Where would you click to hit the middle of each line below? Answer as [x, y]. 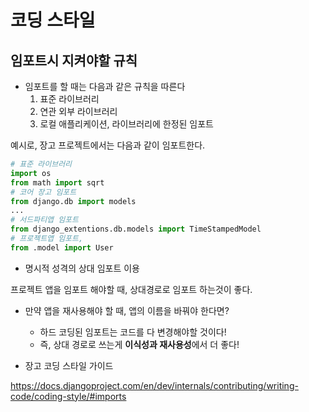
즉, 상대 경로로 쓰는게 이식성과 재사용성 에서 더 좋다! [139, 344]
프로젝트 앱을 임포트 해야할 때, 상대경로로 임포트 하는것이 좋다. [131, 289]
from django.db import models [73, 201]
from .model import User [62, 247]
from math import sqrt [57, 182]
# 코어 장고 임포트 [43, 192]
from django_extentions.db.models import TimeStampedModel [136, 229]
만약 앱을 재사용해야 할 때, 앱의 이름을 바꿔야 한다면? [127, 310]
